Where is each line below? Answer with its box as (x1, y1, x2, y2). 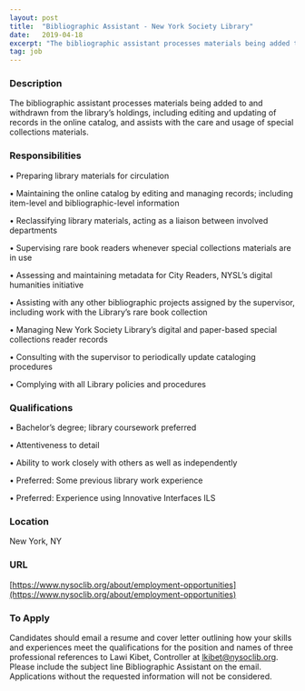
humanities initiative (9, 279, 84, 290)
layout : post (9, 13, 59, 23)
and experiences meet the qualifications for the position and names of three (9, 642, 293, 653)
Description (9, 77, 63, 90)
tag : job (9, 47, 43, 56)
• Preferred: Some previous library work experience (9, 475, 203, 486)
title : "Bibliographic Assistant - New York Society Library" (9, 22, 254, 31)
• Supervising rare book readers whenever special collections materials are (9, 242, 292, 253)
